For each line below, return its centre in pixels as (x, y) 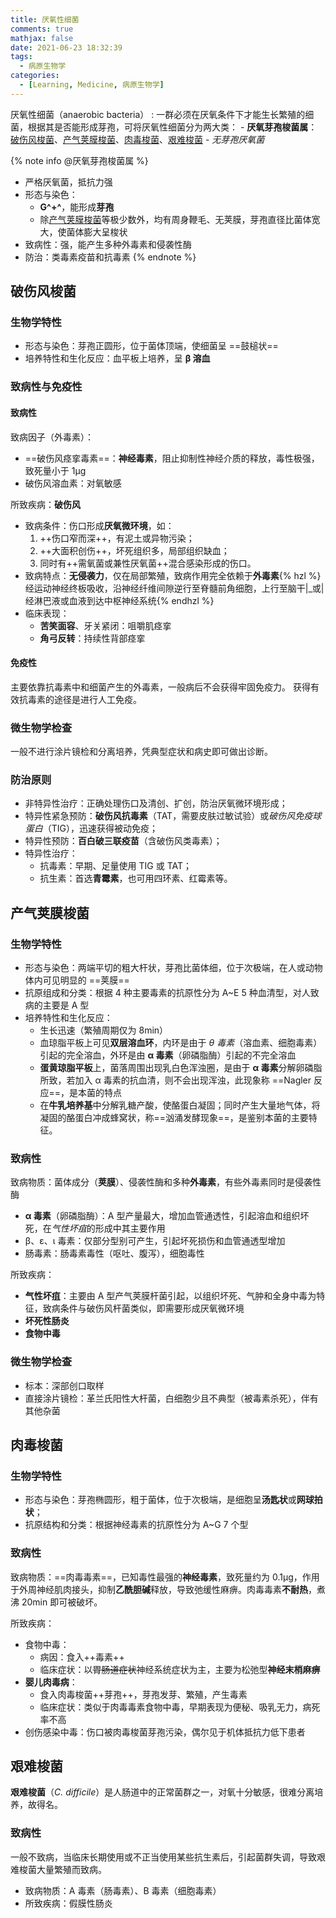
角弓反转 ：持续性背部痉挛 (92, 638)
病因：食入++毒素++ (82, 1657)
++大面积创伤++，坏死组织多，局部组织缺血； (134, 550)
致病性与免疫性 (46, 387)
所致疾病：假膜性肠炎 (68, 1903)
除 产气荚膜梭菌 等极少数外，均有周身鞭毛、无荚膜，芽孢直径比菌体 (175, 219)
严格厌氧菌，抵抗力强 (68, 182)
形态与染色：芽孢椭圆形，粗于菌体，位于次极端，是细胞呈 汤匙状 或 (160, 1500)
